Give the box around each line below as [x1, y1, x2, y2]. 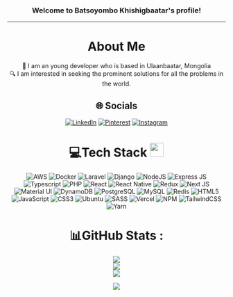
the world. [101, 79, 132, 88]
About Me [87, 39, 146, 54]
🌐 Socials [95, 99, 138, 111]
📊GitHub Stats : [69, 228, 164, 243]
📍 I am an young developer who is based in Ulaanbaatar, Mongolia [21, 62, 212, 70]
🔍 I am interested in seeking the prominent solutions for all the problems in [9, 70, 224, 78]
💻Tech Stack [69, 145, 148, 161]
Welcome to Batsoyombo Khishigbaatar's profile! [31, 6, 202, 15]
